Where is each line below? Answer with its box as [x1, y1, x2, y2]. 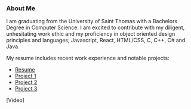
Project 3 [14, 85, 38, 92]
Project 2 [14, 79, 38, 86]
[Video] [6, 96, 25, 104]
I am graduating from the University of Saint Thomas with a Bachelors [6, 18, 178, 25]
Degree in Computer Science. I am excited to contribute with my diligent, [6, 24, 185, 31]
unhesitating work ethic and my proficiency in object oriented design [6, 30, 175, 38]
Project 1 [14, 73, 36, 80]
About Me [6, 4, 36, 13]
